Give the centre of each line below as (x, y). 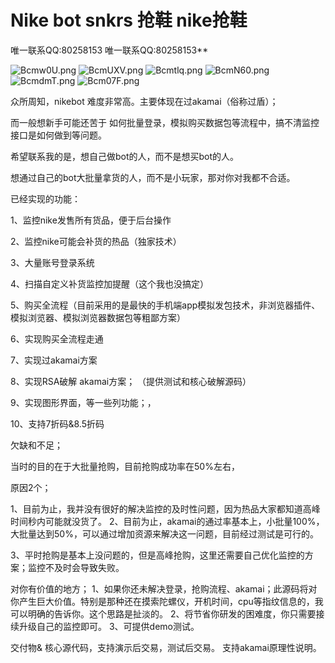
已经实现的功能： (45, 198)
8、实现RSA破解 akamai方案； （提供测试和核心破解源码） (131, 381)
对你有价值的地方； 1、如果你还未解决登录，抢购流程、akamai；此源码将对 (164, 588)
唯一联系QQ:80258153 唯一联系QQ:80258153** (109, 50)
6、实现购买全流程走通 (57, 338)
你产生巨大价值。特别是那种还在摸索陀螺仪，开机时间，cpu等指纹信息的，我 (167, 601)
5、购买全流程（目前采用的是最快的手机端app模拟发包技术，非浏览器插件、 (165, 305)
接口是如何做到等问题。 (58, 135)
